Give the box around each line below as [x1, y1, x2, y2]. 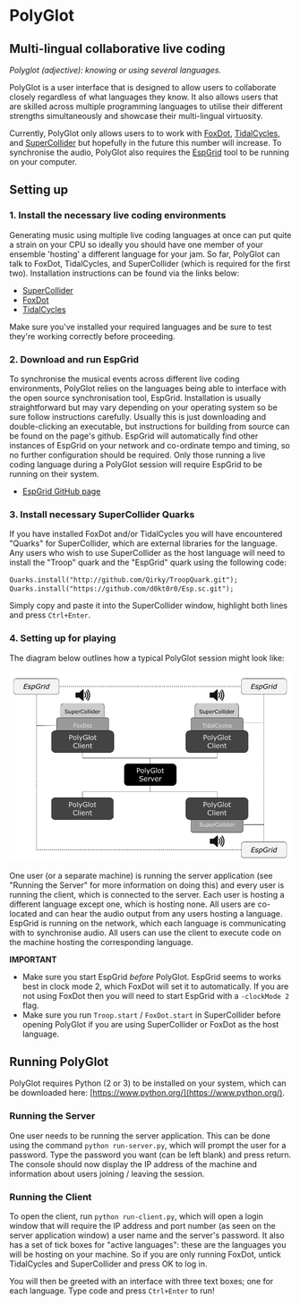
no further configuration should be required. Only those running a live [9, 449, 266, 460]
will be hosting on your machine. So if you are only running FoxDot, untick [9, 1250, 282, 1260]
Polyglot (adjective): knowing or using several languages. [9, 64, 222, 75]
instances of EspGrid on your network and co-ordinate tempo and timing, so [9, 439, 291, 450]
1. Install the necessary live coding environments [9, 209, 227, 222]
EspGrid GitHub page [21, 485, 101, 497]
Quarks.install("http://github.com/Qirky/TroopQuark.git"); [9, 576, 239, 584]
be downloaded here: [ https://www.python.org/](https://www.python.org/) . [9, 1087, 286, 1098]
